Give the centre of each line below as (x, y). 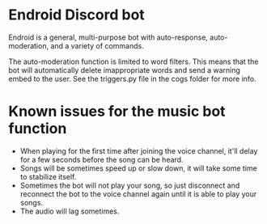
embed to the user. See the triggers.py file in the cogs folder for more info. (132, 78)
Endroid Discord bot (77, 15)
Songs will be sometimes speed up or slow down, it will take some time (138, 168)
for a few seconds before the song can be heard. (102, 159)
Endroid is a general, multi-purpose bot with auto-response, (108, 37)
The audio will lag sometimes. (70, 211)
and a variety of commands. (97, 45)
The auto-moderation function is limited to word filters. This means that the (133, 61)
